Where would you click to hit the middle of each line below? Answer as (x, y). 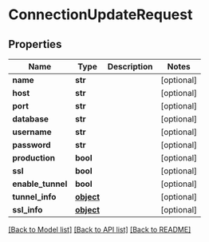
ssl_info (28, 210)
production (34, 158)
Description (130, 67)
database (31, 119)
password (32, 145)
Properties (35, 44)
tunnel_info (34, 197)
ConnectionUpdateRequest (101, 15)
